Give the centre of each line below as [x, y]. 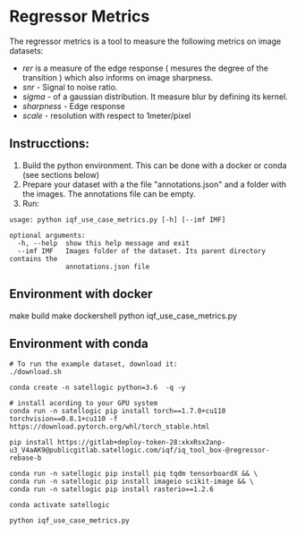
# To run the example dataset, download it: [93, 364]
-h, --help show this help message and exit [104, 243]
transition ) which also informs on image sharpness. [118, 77]
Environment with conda [79, 343]
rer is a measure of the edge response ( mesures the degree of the [145, 68]
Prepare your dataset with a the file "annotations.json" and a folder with [154, 184]
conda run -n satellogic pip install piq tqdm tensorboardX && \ [133, 474]
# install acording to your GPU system [84, 403]
